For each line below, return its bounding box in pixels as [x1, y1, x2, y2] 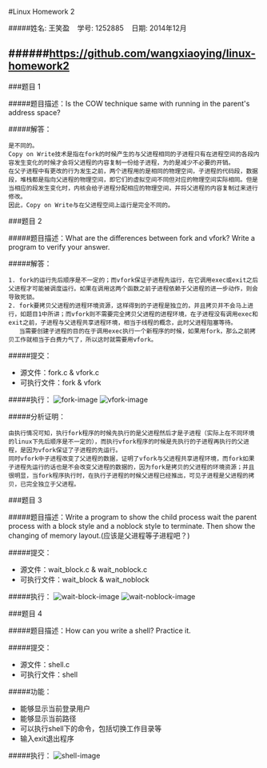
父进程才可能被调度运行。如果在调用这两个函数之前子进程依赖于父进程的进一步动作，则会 [8, 284, 258, 293]
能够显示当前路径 [19, 714, 77, 723]
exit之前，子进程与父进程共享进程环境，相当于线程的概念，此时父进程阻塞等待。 [8, 318, 237, 326]
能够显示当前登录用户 [19, 703, 90, 713]
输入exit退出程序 [19, 734, 74, 743]
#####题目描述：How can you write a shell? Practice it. [8, 626, 192, 635]
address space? [8, 107, 62, 117]
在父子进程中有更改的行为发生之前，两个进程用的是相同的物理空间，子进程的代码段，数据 [8, 167, 258, 175]
